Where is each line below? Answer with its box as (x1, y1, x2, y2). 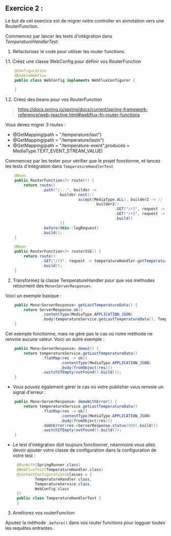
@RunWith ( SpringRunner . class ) (16, 462, 81, 467)
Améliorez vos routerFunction (12, 510, 75, 516)
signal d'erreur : (12, 389, 46, 395)
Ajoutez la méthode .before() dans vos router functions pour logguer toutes (5, 520, 165, 526)
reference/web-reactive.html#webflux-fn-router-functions (17, 112, 140, 118)
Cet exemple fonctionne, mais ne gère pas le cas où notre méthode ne (5, 331, 153, 337)
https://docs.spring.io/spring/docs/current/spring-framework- (17, 106, 149, 113)
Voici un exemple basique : (5, 293, 62, 299)
